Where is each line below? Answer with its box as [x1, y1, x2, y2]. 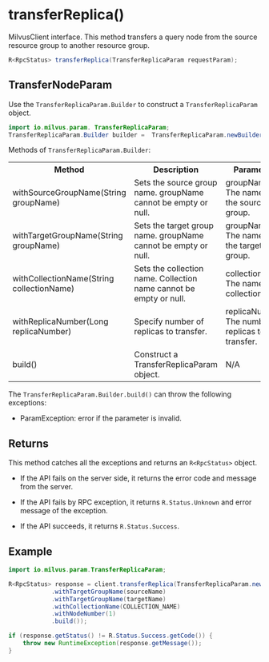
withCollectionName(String [12, 273, 114, 285]
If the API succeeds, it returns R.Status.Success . [19, 521, 180, 531]
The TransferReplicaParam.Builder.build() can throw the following [8, 389, 232, 399]
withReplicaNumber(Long [12, 316, 109, 327]
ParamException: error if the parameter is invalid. [19, 413, 183, 423]
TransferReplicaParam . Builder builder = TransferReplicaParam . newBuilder [8, 130, 263, 139]
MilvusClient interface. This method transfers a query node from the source [8, 32, 258, 42]
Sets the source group [134, 177, 218, 189]
